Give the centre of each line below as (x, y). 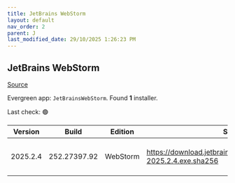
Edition (122, 132)
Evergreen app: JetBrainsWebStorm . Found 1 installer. (83, 97)
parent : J (22, 33)
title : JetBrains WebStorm (47, 14)
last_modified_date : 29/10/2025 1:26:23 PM (72, 40)
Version (26, 132)
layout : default (31, 20)
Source (17, 84)
